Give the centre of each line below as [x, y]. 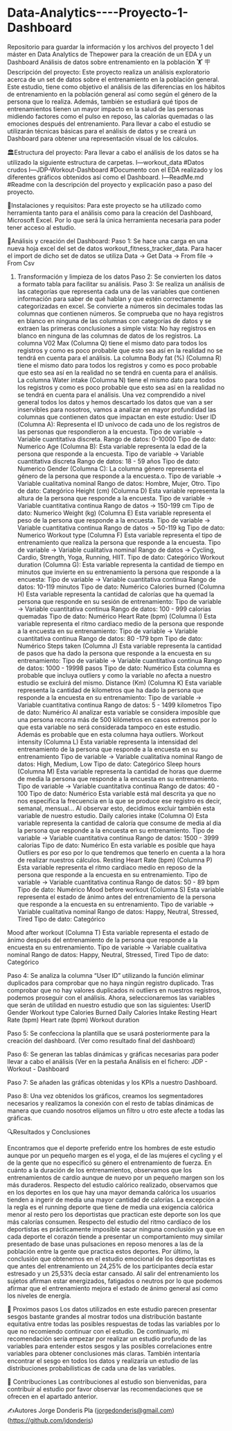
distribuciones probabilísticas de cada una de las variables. [92, 1368]
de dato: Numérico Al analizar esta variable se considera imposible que [119, 712]
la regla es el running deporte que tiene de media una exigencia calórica [110, 1207]
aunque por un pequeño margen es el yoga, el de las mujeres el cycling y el [115, 1155]
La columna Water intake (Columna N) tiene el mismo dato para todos [116, 379]
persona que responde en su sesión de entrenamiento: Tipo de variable [119, 601]
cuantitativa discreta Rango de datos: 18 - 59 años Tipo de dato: [109, 461]
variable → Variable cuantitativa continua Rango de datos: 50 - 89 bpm [118, 882]
